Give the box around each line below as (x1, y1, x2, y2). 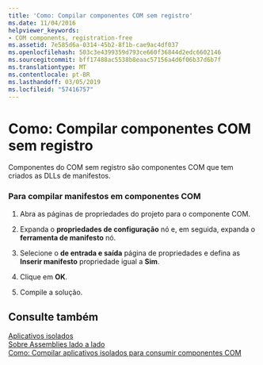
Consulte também (8, 310, 99, 324)
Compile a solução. (19, 287, 83, 297)
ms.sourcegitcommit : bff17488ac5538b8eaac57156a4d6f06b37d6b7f (8, 56, 222, 64)
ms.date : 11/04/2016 (8, 19, 77, 27)
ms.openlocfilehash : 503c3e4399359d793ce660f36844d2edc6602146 (8, 48, 222, 56)
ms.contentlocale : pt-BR (8, 71, 90, 79)
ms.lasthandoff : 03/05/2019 (8, 78, 101, 86)
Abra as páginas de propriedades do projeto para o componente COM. (19, 209, 251, 218)
